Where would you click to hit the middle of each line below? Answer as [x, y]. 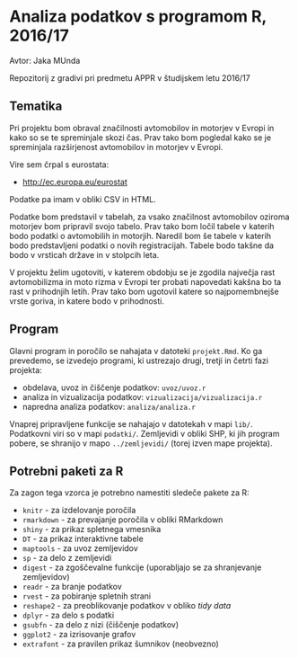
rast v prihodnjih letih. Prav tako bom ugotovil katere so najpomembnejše [145, 291]
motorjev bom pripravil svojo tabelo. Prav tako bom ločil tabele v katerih [142, 226]
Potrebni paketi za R [66, 471]
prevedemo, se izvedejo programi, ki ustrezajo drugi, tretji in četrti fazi [139, 360]
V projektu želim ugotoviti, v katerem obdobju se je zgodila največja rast [142, 272]
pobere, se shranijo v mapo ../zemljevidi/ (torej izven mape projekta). [141, 443]
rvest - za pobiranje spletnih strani [86, 596]
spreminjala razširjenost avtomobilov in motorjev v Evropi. [116, 147]
